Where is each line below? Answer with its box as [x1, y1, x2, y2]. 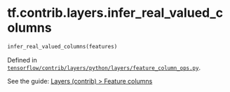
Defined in [7, 55, 37, 64]
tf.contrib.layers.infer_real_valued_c [7, 5, 224, 21]
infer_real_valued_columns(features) [7, 43, 118, 50]
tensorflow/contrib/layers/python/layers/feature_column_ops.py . [7, 63, 201, 72]
